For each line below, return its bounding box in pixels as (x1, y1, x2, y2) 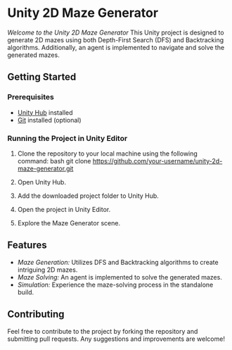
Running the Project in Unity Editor (7, 133, 128, 143)
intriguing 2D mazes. (17, 265, 78, 274)
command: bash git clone (17, 156, 91, 165)
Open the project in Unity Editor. (17, 205, 111, 213)
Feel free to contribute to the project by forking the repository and (7, 327, 198, 335)
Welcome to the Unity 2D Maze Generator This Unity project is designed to (7, 28, 224, 37)
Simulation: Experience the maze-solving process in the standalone (17, 280, 214, 289)
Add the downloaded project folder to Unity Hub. (17, 192, 160, 200)
